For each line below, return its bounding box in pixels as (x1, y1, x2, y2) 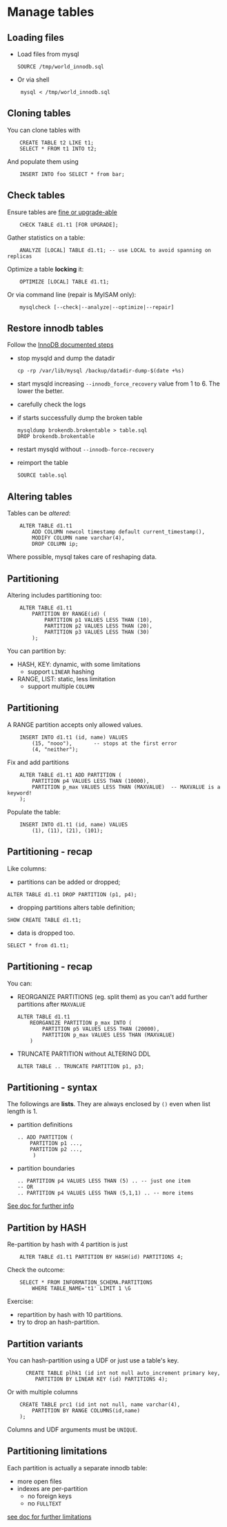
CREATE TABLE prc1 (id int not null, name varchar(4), (19, 1401, 181, 1408)
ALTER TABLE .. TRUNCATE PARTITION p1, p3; (17, 1063, 145, 1070)
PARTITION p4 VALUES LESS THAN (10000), (32, 777, 150, 784)
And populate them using (7, 157, 79, 166)
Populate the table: (7, 808, 61, 816)
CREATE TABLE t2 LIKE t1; (19, 139, 95, 146)
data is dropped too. (17, 929, 75, 937)
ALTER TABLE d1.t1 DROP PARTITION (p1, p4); (7, 891, 137, 898)
